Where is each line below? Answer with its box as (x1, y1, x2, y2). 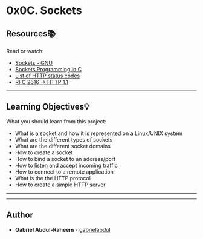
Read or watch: (6, 48, 44, 54)
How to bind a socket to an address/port (14, 155, 116, 162)
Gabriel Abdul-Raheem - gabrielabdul (14, 226, 111, 233)
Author (6, 210, 33, 220)
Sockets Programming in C (14, 66, 82, 73)
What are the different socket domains (14, 142, 111, 149)
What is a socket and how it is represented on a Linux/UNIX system (14, 129, 183, 137)
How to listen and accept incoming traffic (14, 162, 118, 169)
